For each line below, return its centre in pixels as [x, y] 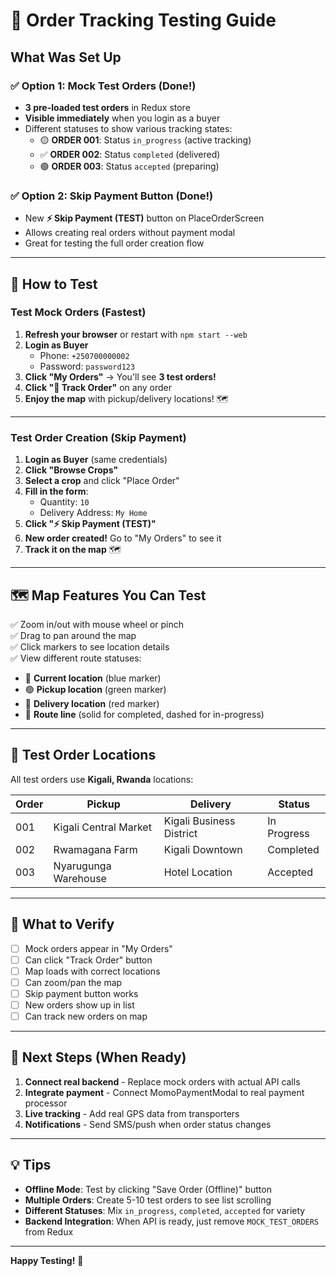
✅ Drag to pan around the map [73, 635]
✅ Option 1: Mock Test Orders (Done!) [103, 86]
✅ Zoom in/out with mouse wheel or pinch [97, 624]
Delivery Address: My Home [93, 513]
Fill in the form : [56, 491]
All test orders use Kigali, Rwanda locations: [102, 779]
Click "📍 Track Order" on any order [98, 387]
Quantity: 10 [64, 502]
